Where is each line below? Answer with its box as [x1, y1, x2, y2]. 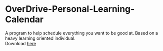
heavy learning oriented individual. [5, 35, 76, 41]
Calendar [5, 14, 43, 25]
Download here [5, 40, 36, 46]
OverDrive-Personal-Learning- [5, 3, 135, 15]
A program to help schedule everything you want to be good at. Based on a [5, 30, 158, 36]
